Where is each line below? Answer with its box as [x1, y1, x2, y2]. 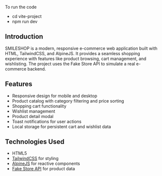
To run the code [5, 4, 37, 10]
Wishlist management [12, 108, 56, 114]
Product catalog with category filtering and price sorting [12, 98, 124, 103]
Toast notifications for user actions [12, 118, 82, 124]
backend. [27, 66, 46, 72]
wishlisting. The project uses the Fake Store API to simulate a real [5, 60, 135, 67]
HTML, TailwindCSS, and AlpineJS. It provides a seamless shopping [5, 50, 140, 56]
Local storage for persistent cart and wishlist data [12, 123, 111, 130]
